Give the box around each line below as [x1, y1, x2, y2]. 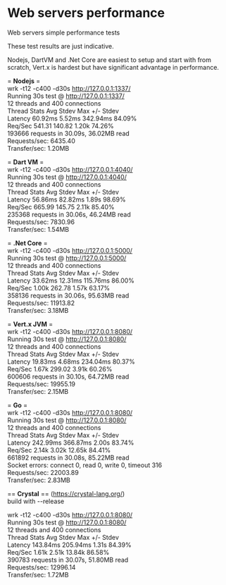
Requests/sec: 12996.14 [7, 562, 76, 572]
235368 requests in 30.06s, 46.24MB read [7, 210, 132, 218]
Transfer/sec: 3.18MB [7, 306, 69, 314]
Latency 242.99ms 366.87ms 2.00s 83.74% [7, 438, 134, 447]
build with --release [7, 497, 65, 505]
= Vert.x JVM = [7, 319, 54, 328]
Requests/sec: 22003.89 [7, 468, 79, 476]
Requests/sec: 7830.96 [7, 217, 75, 226]
